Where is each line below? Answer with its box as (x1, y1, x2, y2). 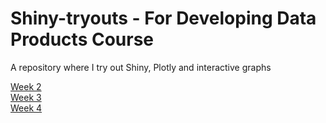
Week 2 (10, 80, 42, 92)
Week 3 (10, 91, 42, 103)
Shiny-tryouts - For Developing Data (10, 7, 317, 30)
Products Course (10, 28, 155, 51)
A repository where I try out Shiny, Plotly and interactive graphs (10, 61, 272, 73)
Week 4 (10, 102, 43, 114)
